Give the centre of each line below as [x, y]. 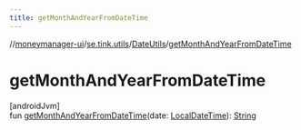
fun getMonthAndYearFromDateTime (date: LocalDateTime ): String [133, 115]
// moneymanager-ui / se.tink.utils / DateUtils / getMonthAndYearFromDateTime [151, 44]
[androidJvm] [35, 105]
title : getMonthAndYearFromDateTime [79, 18]
